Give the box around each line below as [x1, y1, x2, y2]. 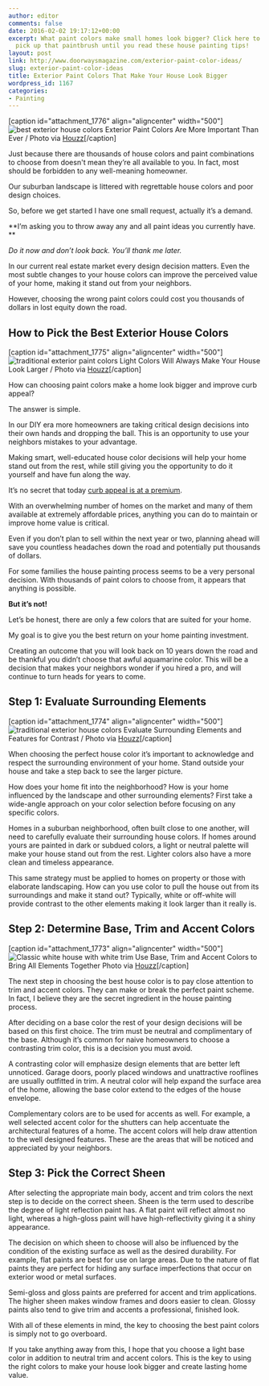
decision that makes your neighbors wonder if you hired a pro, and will [8, 663, 242, 673]
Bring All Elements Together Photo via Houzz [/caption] [8, 961, 190, 970]
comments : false [8, 19, 63, 27]
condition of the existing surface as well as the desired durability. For [8, 1246, 237, 1255]
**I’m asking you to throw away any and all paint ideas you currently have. [8, 222, 255, 231]
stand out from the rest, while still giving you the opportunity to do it [8, 461, 233, 471]
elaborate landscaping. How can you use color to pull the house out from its [8, 882, 259, 891]
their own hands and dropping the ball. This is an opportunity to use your [8, 429, 250, 438]
